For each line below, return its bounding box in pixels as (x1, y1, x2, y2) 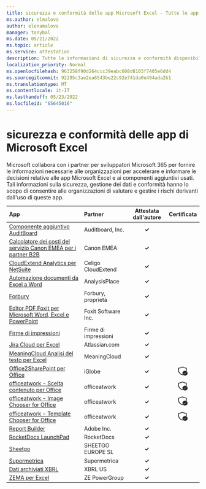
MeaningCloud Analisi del (9, 350, 74, 357)
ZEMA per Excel (9, 474, 50, 482)
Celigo (83, 260, 101, 267)
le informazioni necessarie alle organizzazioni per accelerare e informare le (6, 167, 196, 175)
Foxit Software (83, 307, 121, 315)
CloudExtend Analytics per (9, 260, 77, 267)
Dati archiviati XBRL (9, 465, 59, 472)
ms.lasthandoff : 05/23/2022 (6, 94, 78, 101)
